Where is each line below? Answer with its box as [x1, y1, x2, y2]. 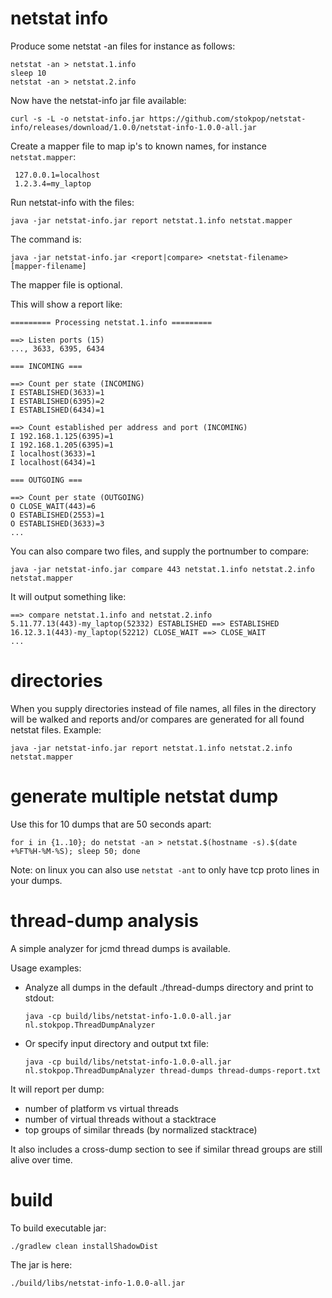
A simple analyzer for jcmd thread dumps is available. [10, 942, 231, 954]
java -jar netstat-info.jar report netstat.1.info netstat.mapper [10, 215, 293, 226]
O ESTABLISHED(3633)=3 [10, 518, 105, 529]
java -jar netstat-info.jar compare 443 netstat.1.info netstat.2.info [10, 564, 315, 574]
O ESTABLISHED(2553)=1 [10, 510, 105, 520]
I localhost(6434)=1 [10, 457, 97, 467]
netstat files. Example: [10, 723, 102, 736]
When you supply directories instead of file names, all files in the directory [10, 702, 317, 714]
